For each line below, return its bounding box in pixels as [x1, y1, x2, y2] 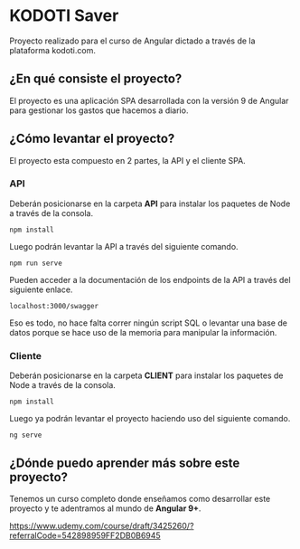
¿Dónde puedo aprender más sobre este [9, 455, 240, 470]
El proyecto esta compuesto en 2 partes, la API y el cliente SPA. [9, 155, 246, 166]
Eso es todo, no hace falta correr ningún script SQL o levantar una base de [9, 317, 287, 328]
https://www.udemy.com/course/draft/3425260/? [9, 520, 194, 531]
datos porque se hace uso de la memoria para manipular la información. [9, 327, 277, 337]
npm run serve [9, 259, 63, 268]
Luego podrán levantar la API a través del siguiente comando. [9, 241, 239, 251]
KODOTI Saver [9, 5, 119, 26]
